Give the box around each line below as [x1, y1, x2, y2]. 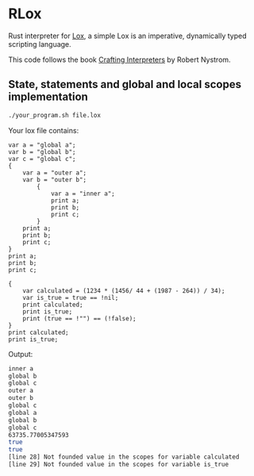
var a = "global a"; [8, 140, 77, 149]
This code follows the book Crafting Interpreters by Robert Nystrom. [8, 55, 232, 64]
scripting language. [8, 39, 71, 48]
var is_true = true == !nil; [22, 294, 119, 301]
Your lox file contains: [8, 125, 79, 135]
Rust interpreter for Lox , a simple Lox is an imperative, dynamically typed [8, 31, 247, 40]
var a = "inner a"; [50, 190, 115, 198]
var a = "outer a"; [22, 168, 87, 177]
